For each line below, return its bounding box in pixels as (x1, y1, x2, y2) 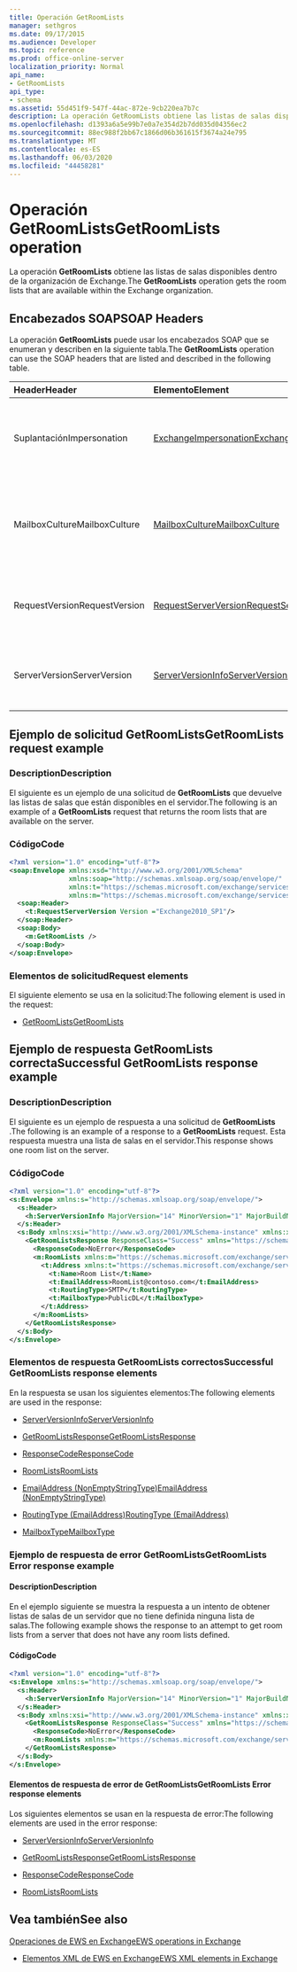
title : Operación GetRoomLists (9, 12, 125, 22)
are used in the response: (9, 1397, 103, 1407)
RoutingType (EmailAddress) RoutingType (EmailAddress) (21, 1508, 230, 1520)
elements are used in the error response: (9, 1818, 157, 1828)
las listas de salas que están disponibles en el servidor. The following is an (9, 797, 278, 807)
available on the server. (9, 815, 95, 826)
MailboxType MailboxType (21, 1526, 115, 1537)
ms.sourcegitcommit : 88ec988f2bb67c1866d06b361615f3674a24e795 (9, 129, 247, 137)
